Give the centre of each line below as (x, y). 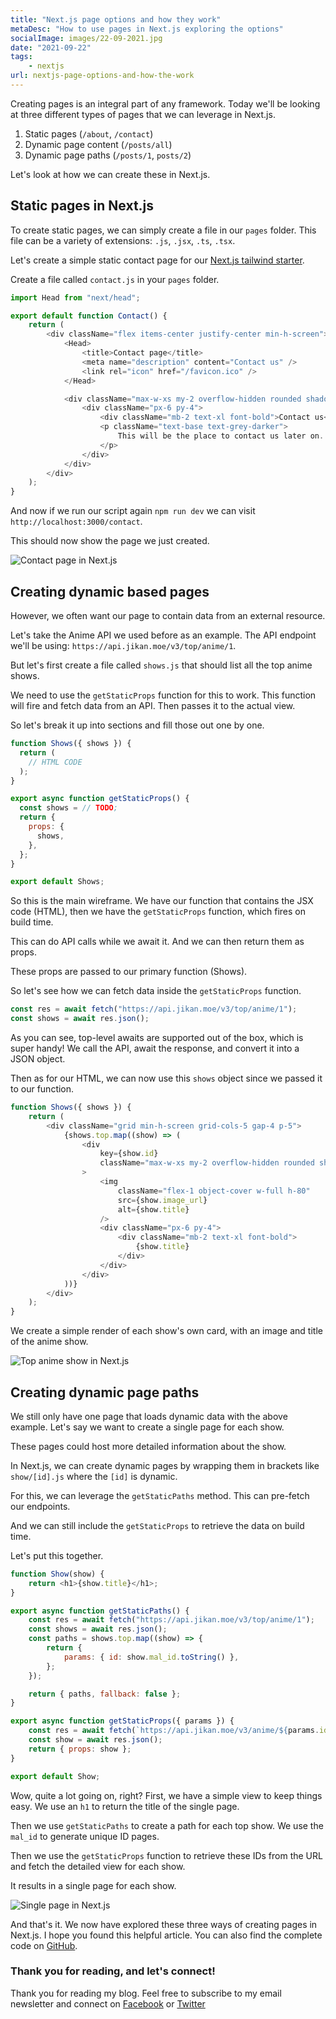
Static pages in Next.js (82, 206)
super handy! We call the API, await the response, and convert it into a (155, 1048)
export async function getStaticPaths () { (100, 1611)
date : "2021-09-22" (51, 47)
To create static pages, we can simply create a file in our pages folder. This (163, 230)
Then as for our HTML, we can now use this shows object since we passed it (166, 1078)
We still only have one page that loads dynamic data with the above (149, 1416)
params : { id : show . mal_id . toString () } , (151, 1657)
